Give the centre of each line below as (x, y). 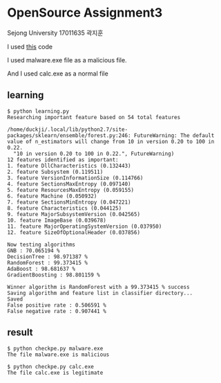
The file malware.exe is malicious (58, 355)
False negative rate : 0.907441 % (57, 311)
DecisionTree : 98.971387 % (48, 257)
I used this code (30, 46)
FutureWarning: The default (174, 135)
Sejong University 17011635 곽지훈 (55, 33)
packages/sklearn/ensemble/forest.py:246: (69, 135)
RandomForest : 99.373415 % (48, 262)
